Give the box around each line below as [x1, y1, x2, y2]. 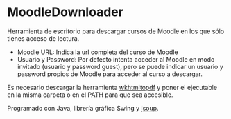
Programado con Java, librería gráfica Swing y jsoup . [7, 104, 159, 112]
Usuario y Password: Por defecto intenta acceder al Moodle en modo [17, 55, 215, 63]
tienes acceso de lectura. [7, 34, 80, 42]
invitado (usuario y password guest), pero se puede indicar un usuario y [17, 62, 223, 71]
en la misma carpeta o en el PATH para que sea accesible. [7, 91, 173, 99]
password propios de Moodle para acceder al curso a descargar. [17, 70, 203, 78]
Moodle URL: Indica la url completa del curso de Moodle [17, 48, 178, 56]
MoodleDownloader [7, 4, 123, 20]
